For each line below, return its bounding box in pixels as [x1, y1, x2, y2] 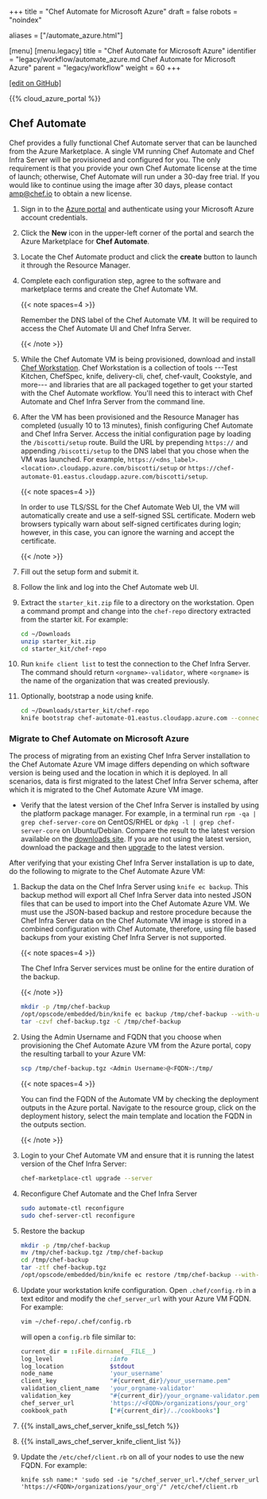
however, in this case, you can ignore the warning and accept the [20, 527, 235, 537]
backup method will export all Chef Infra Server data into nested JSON [20, 891, 252, 900]
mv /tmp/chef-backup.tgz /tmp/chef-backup [20, 1249, 164, 1257]
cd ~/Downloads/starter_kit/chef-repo [20, 707, 149, 715]
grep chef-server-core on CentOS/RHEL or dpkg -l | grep [20, 818, 215, 827]
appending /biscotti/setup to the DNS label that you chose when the [20, 446, 250, 455]
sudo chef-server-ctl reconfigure [20, 1212, 135, 1220]
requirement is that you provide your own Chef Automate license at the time [9, 163, 257, 173]
